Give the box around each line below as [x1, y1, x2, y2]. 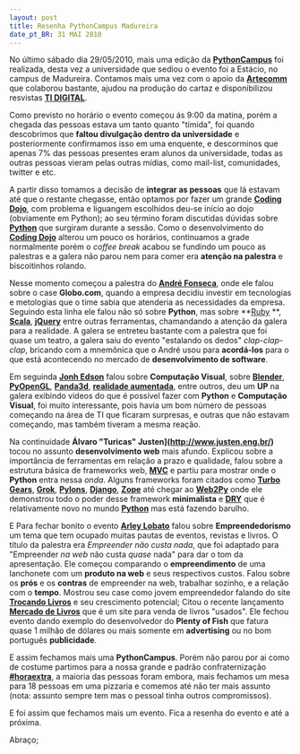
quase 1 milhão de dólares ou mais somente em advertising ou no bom [9, 625, 271, 637]
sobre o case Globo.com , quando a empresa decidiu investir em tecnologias [9, 288, 292, 299]
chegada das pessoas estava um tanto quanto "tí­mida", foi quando [9, 119, 255, 130]
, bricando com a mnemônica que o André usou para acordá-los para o [25, 344, 289, 355]
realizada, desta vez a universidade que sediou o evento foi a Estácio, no [9, 64, 279, 74]
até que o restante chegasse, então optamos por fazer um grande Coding [9, 194, 282, 204]
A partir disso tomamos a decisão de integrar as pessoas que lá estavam [9, 185, 280, 195]
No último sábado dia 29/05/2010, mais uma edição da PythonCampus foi [9, 55, 284, 65]
